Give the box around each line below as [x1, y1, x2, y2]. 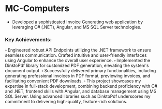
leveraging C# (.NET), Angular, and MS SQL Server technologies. [12, 24, 142, 30]
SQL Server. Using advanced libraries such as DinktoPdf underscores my [5, 93, 151, 99]
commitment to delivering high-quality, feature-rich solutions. [5, 99, 128, 105]
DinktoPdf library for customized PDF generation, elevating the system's [5, 62, 149, 68]
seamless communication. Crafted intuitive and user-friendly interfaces [5, 52, 147, 58]
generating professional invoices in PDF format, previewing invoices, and [5, 73, 150, 79]
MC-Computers [5, 3, 70, 14]
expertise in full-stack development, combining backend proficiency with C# [5, 83, 158, 89]
